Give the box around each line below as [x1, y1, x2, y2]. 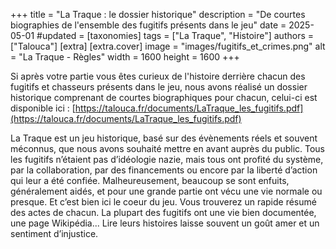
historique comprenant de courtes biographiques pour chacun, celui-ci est [10, 92, 318, 103]
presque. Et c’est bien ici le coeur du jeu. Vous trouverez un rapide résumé [10, 196, 317, 208]
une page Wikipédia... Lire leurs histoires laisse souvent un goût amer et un [10, 217, 320, 229]
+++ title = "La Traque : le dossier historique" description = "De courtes [10, 9, 306, 20]
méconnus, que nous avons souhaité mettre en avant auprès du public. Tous [10, 143, 326, 154]
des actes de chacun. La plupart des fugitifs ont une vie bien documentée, [10, 207, 317, 218]
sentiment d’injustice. [10, 228, 99, 239]
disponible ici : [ [10, 102, 76, 114]
